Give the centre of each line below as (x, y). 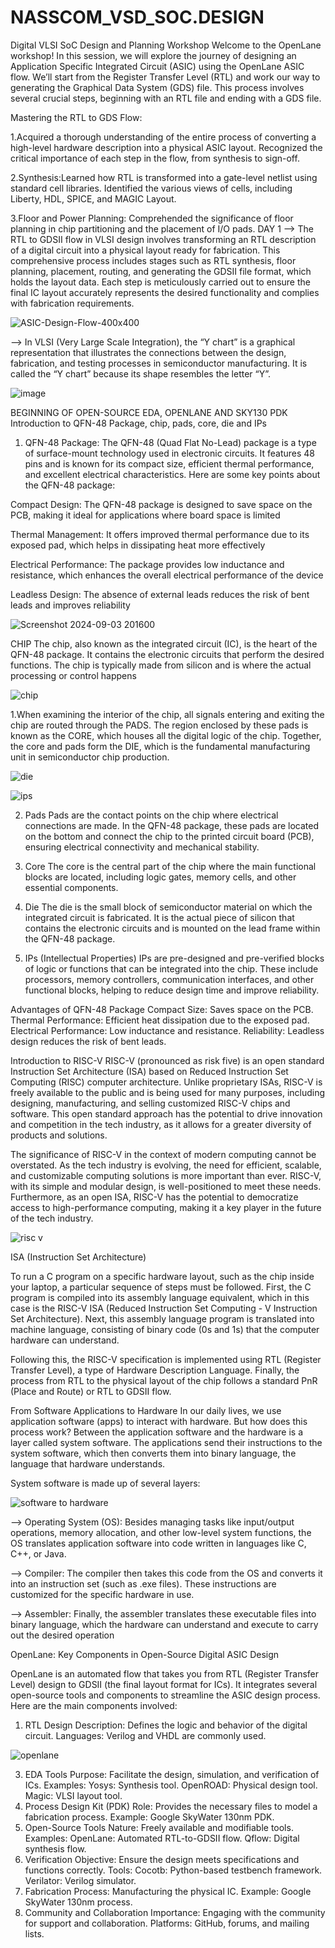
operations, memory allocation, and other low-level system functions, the (161, 1532)
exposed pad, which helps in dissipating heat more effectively (138, 545)
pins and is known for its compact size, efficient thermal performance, (169, 463)
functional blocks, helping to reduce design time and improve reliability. (172, 990)
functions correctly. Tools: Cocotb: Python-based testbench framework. (173, 1870)
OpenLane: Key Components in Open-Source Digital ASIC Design (145, 1654)
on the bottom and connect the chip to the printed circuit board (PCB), (169, 836)
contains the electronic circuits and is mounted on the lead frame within (172, 928)
